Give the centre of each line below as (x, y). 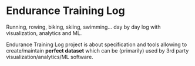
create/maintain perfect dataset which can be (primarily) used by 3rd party (97, 50)
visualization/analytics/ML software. (50, 57)
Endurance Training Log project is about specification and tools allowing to (97, 44)
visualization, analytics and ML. (44, 33)
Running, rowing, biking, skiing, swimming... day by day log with (83, 27)
